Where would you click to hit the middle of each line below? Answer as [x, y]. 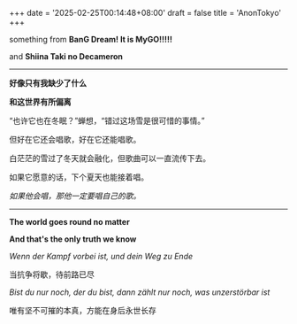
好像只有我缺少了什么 [48, 83]
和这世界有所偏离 [40, 102]
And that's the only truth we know [73, 239]
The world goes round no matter [69, 222]
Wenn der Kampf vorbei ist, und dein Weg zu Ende [101, 256]
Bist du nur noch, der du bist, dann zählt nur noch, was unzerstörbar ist [140, 292]
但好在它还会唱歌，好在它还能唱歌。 [75, 139]
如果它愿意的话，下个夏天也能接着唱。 [79, 177]
